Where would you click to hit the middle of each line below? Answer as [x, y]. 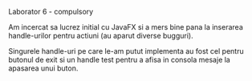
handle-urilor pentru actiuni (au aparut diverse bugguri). [101, 36]
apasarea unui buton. [43, 68]
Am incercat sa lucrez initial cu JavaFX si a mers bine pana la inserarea [126, 27]
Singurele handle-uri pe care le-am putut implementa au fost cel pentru [126, 51]
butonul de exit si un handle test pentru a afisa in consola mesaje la [119, 60]
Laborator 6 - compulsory [51, 12]
